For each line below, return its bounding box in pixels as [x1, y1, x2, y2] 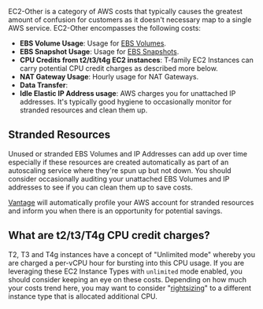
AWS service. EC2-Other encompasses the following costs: [8, 24, 201, 32]
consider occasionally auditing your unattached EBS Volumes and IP [8, 174, 230, 183]
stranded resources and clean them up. [19, 105, 148, 115]
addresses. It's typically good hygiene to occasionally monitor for [19, 97, 232, 106]
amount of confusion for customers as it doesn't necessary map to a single [8, 15, 252, 24]
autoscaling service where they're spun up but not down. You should [8, 165, 232, 175]
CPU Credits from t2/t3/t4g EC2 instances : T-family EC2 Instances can [19, 55, 254, 64]
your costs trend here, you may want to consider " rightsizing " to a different [8, 283, 252, 292]
